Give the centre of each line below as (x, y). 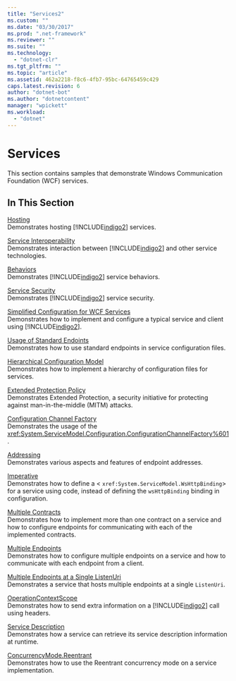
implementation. (31, 670)
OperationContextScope (42, 598)
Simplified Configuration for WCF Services (69, 312)
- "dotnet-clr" (36, 60)
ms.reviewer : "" (31, 40)
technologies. (27, 256)
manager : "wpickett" (38, 106)
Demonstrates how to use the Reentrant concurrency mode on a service (112, 663)
